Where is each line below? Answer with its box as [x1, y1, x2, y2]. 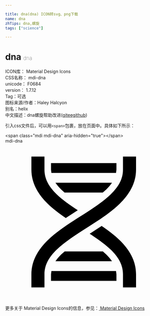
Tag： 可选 [5, 93, 26, 100]
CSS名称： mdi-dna [5, 75, 46, 81]
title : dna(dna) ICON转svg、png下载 [5, 11, 78, 16]
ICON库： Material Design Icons [5, 68, 71, 75]
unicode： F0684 [5, 81, 41, 87]
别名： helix [5, 106, 28, 112]
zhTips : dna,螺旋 [5, 21, 40, 26]
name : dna [5, 16, 26, 21]
